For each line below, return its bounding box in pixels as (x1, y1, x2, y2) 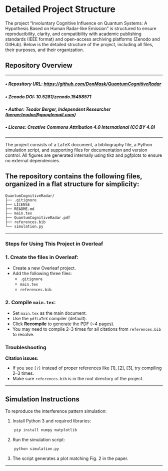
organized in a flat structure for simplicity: (5, 180, 139, 188)
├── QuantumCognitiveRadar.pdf (5, 215, 70, 220)
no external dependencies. (5, 157, 60, 163)
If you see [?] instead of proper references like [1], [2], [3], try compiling (12, 365, 162, 371)
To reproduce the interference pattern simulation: (5, 408, 107, 414)
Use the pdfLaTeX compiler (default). (12, 316, 87, 322)
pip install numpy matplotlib (14, 427, 77, 433)
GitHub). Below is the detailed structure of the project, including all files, (5, 41, 153, 47)
